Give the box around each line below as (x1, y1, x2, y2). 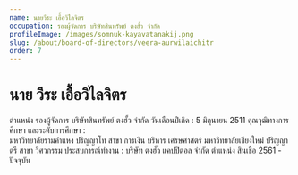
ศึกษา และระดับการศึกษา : (9, 125, 86, 136)
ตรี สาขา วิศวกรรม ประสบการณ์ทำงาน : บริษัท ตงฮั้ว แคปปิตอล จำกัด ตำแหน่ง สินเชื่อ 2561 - (9, 145, 282, 156)
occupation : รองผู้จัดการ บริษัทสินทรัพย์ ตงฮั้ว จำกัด (9, 21, 161, 30)
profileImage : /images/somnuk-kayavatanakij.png (9, 29, 194, 38)
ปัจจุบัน (9, 155, 31, 166)
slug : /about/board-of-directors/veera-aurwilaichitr (9, 37, 215, 47)
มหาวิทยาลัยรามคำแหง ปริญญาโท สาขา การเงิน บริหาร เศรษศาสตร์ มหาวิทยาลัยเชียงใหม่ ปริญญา (9, 135, 288, 146)
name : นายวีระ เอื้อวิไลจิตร (9, 12, 85, 22)
